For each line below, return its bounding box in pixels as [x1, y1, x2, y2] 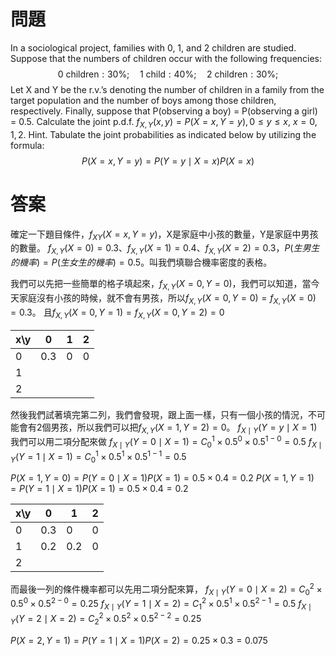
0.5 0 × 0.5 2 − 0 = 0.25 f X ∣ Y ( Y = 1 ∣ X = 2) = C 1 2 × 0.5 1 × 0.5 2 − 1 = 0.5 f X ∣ [10, 596, 313, 612]
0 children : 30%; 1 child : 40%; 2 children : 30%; [57, 68, 279, 80]
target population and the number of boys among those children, [10, 94, 277, 106]
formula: [10, 139, 45, 151]
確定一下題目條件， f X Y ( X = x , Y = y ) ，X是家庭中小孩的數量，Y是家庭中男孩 [10, 228, 319, 242]
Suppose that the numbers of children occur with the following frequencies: [10, 52, 323, 64]
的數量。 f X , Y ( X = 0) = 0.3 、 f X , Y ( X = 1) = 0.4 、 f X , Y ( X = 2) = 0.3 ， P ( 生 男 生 [10, 242, 320, 257]
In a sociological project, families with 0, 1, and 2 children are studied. [10, 41, 297, 54]
